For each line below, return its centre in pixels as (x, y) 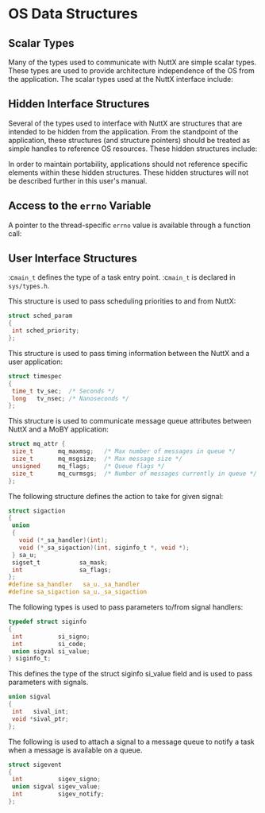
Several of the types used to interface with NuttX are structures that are (125, 123)
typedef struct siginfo (48, 622)
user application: (36, 362)
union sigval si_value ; (51, 651)
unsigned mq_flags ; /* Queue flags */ (88, 466)
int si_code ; (49, 644)
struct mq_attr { (37, 444)
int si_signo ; (51, 637)
